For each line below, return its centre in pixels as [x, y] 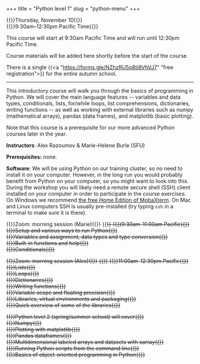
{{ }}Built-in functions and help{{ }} [48, 243]
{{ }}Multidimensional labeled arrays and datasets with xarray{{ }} [85, 342]
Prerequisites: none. [32, 157]
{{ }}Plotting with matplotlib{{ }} [43, 329]
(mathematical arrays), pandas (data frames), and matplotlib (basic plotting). [100, 116]
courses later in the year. [37, 134]
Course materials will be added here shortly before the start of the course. [97, 56]
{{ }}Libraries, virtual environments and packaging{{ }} [71, 299]
